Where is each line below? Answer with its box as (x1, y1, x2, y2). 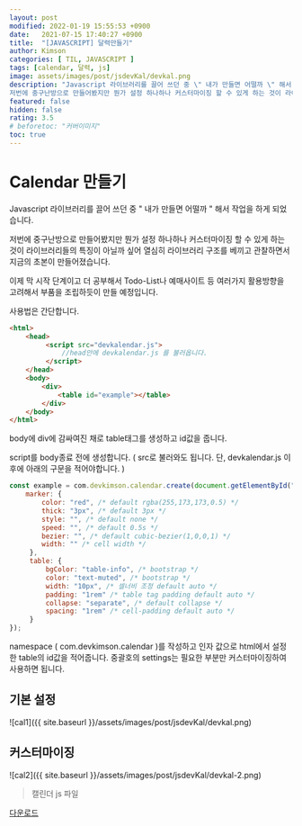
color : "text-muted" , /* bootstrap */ (45, 573, 191, 582)
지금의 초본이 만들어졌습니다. (9, 256, 111, 266)
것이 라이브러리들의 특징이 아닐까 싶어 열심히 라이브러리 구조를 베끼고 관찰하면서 (9, 245, 290, 256)
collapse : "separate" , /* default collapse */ (45, 598, 223, 607)
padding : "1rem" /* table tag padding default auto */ (45, 590, 255, 599)
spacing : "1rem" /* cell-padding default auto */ (45, 606, 235, 616)
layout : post (9, 13, 58, 22)
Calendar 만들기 (9, 172, 127, 193)
